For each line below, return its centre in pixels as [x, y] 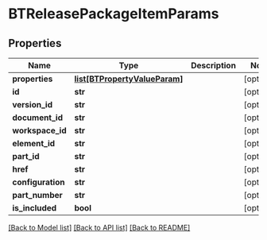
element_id [34, 143]
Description [213, 66]
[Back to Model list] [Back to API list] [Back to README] [99, 228]
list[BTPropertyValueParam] [129, 79]
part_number [38, 195]
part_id [26, 156]
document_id [38, 118]
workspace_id [39, 130]
